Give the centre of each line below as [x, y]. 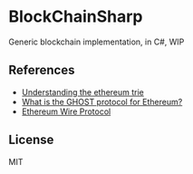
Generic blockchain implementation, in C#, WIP [96, 42]
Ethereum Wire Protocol [66, 111]
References [42, 70]
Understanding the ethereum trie [82, 92]
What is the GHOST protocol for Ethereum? [102, 101]
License [31, 140]
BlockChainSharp [76, 17]
